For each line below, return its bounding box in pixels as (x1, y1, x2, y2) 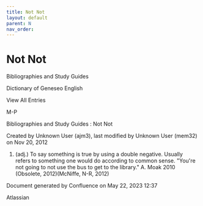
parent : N (6, 20, 32, 26)
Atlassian (6, 194, 29, 201)
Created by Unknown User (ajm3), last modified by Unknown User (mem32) (6, 132, 197, 140)
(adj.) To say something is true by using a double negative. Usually (15, 151, 183, 158)
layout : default (6, 15, 48, 21)
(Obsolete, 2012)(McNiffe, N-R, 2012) (15, 170, 109, 178)
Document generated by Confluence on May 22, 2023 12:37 (6, 182, 158, 189)
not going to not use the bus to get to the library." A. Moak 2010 (15, 164, 175, 171)
